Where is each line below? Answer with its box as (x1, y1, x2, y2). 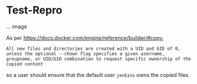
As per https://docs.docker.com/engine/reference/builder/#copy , (6, 34, 164, 41)
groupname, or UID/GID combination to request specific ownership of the (6, 56, 192, 62)
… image (6, 23, 28, 30)
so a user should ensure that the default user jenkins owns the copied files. (6, 71, 191, 78)
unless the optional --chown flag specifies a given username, (6, 51, 165, 56)
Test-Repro (6, 4, 63, 17)
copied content (6, 61, 44, 67)
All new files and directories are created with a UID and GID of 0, (6, 45, 181, 52)
